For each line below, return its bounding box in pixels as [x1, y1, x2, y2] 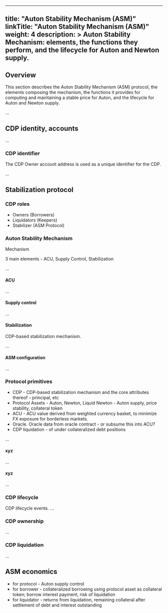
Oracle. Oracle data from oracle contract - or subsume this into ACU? [12, 421, 155, 427]
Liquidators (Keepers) [12, 217, 57, 223]
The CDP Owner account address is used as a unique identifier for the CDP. [5, 161, 161, 167]
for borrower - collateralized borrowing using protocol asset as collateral [12, 586, 162, 592]
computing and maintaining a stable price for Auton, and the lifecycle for [5, 94, 154, 100]
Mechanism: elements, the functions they [5, 38, 138, 46]
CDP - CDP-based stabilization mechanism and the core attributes [12, 389, 149, 395]
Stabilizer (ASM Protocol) [12, 222, 65, 228]
